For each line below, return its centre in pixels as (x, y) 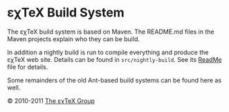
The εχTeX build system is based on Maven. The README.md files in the (111, 32)
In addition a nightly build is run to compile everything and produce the (108, 52)
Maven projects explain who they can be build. (74, 38)
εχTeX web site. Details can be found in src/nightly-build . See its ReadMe (114, 59)
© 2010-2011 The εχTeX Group (51, 100)
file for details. (28, 67)
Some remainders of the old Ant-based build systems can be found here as (114, 80)
